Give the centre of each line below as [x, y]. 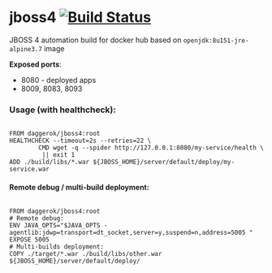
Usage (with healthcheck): [63, 110]
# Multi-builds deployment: [57, 247]
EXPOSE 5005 [29, 240]
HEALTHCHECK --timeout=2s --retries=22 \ [80, 141]
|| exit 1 [58, 155]
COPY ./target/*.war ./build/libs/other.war [86, 254]
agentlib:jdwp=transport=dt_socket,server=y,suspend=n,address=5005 [127, 233]
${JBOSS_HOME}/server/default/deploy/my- [164, 162]
